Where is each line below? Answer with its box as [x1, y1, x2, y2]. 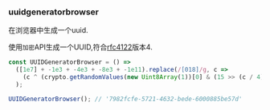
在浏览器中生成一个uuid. [8, 26, 88, 35]
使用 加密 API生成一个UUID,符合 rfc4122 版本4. [8, 42, 153, 52]
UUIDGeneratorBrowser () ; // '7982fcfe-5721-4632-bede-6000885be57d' [8, 95, 243, 103]
